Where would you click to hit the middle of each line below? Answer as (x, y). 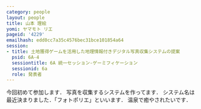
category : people (28, 12)
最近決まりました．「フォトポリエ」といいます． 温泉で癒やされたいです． (99, 100)
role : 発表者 (27, 74)
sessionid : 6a (30, 69)
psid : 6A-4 (26, 57)
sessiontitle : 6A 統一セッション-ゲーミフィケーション (75, 63)
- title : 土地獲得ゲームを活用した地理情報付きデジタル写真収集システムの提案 (93, 52)
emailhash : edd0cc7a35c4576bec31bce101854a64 (65, 40)
